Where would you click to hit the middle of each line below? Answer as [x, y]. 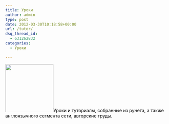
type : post [17, 19]
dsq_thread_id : [22, 34]
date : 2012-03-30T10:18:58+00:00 [41, 24]
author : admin [20, 15]
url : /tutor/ [19, 29]
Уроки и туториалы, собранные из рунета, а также [109, 110]
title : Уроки [19, 10]
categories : [18, 43]
